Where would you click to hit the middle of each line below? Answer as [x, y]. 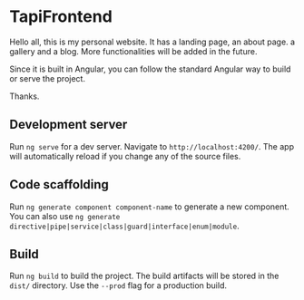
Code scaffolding [59, 184]
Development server [69, 125]
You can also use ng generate [65, 216]
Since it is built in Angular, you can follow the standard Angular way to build [150, 69]
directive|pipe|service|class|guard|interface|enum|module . [124, 226]
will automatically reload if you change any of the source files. [125, 156]
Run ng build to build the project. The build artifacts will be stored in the [144, 276]
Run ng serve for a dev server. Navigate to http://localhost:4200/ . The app [152, 146]
